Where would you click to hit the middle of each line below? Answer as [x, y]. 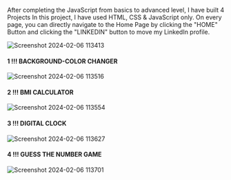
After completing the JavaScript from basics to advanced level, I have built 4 [116, 10]
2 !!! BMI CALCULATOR [40, 92]
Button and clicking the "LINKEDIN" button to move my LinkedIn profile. [109, 32]
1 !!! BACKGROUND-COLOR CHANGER [63, 61]
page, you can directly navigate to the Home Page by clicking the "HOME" [113, 24]
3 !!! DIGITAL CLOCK [37, 123]
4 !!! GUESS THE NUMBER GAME [54, 154]
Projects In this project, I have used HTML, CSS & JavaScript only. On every [114, 17]
